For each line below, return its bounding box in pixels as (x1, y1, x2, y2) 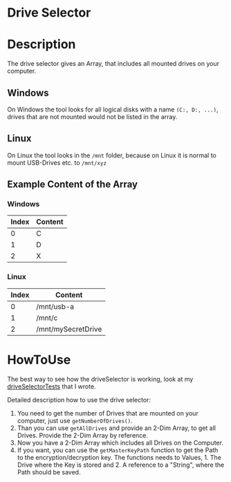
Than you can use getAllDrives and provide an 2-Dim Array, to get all (17, 424, 216, 432)
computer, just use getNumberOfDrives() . (17, 416, 133, 425)
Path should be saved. (17, 467, 81, 476)
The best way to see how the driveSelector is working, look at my (7, 375, 194, 383)
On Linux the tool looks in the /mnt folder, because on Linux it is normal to (7, 151, 216, 159)
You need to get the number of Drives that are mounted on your (17, 409, 198, 417)
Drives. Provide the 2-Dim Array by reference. (17, 431, 149, 439)
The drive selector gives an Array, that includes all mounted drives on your (7, 60, 220, 68)
